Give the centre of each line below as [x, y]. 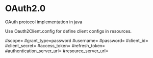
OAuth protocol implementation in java [44, 22]
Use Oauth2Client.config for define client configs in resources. [68, 31]
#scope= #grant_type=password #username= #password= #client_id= [77, 40]
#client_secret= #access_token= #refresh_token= [55, 45]
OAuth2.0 [25, 8]
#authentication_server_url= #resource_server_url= [57, 51]
